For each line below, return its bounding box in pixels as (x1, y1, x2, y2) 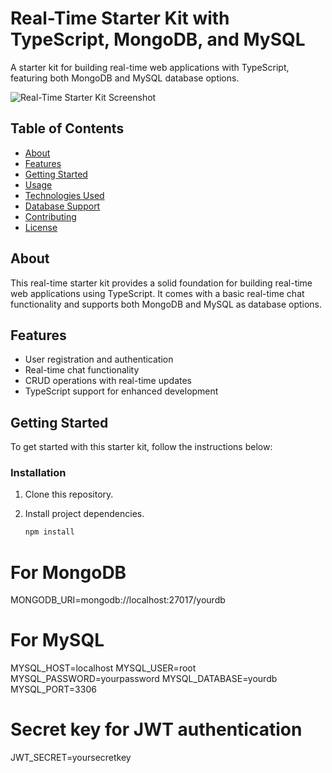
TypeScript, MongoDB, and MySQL (10, 28, 306, 51)
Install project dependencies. (24, 508, 145, 520)
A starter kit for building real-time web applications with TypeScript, (10, 61, 290, 73)
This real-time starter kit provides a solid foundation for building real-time (10, 277, 313, 289)
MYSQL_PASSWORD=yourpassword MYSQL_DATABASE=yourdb (10, 673, 278, 685)
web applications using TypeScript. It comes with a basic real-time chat (10, 287, 305, 299)
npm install (24, 527, 75, 537)
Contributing (24, 210, 77, 222)
